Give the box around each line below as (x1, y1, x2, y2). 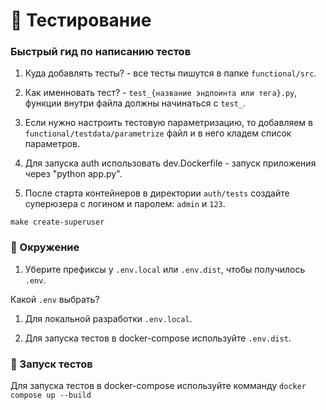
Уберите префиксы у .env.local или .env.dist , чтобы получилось (24, 263, 306, 275)
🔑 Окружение (10, 240, 80, 254)
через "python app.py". (24, 168, 123, 180)
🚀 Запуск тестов (10, 357, 93, 371)
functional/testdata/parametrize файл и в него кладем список (24, 127, 292, 139)
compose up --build (10, 390, 92, 401)
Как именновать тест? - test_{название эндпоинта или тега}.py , (24, 87, 298, 99)
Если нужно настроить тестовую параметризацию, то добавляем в (24, 117, 313, 129)
